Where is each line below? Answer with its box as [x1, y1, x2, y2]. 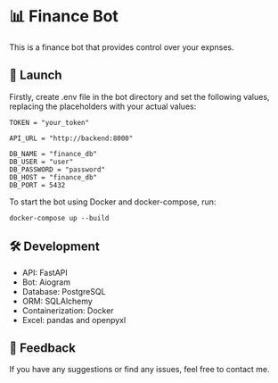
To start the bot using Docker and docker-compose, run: [9, 196, 217, 207]
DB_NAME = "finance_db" [9, 149, 98, 158]
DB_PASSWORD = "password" [9, 165, 105, 174]
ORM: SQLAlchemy [21, 296, 94, 306]
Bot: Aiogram [21, 277, 71, 287]
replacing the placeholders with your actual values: [9, 101, 197, 112]
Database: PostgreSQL [21, 286, 106, 296]
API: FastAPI [21, 267, 69, 278]
